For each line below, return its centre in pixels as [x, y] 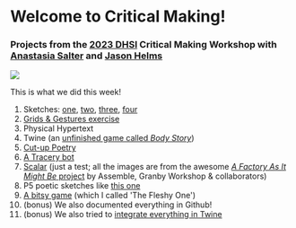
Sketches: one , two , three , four [80, 110]
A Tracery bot [48, 157]
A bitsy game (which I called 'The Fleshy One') [109, 196]
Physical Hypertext [58, 128]
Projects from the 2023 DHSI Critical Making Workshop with [144, 45]
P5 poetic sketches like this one [82, 186]
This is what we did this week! [66, 92]
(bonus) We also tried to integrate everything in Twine [122, 215]
